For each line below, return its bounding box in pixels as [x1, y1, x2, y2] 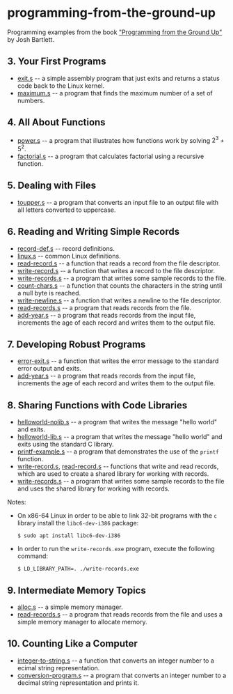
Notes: [7, 498, 26, 507]
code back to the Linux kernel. [17, 82, 105, 90]
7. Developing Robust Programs [7, 338, 146, 350]
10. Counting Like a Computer [7, 638, 138, 649]
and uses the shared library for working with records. [17, 484, 170, 493]
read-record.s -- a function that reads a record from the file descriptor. [17, 259, 220, 268]
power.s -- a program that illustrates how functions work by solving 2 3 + [17, 134, 225, 144]
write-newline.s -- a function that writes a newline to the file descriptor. [17, 296, 222, 304]
